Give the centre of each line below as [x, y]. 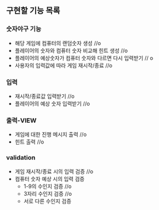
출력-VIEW [21, 120]
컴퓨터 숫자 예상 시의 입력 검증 [50, 179]
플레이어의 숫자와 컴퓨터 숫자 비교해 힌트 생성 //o [71, 50]
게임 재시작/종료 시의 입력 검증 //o [54, 171]
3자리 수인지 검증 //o [48, 193]
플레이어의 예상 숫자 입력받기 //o [52, 103]
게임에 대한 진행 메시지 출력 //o [51, 135]
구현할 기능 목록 [33, 11]
